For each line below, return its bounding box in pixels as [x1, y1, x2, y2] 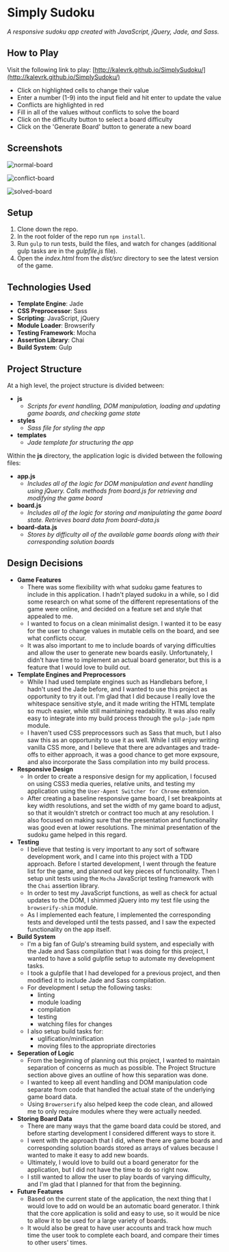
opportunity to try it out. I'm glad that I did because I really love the [27, 692, 215, 700]
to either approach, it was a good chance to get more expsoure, [40, 750, 219, 759]
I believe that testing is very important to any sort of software [27, 845, 200, 853]
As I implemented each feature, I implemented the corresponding [27, 910, 211, 919]
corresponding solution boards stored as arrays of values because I [27, 1143, 219, 1152]
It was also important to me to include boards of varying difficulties [27, 641, 217, 649]
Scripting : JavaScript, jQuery [16, 314, 100, 323]
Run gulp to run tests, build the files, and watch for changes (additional [16, 240, 217, 248]
